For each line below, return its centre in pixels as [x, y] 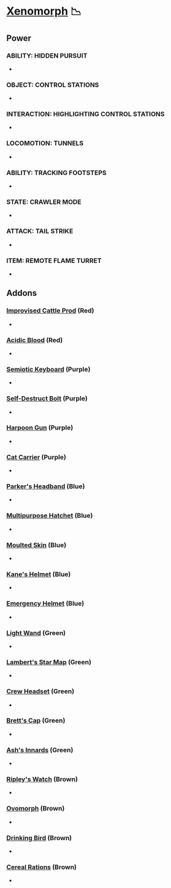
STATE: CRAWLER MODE [44, 201]
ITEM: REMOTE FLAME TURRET [54, 260]
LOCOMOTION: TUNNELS [45, 143]
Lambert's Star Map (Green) [49, 662]
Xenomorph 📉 [44, 11]
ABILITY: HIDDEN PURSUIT [47, 55]
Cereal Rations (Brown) [41, 867]
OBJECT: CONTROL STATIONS [53, 85]
